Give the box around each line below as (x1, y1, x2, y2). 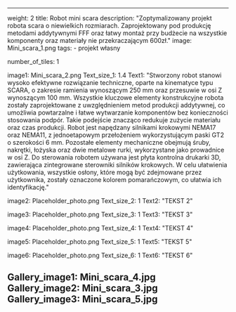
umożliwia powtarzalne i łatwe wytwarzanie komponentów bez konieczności (7, 108, 228, 117)
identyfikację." (7, 183, 49, 191)
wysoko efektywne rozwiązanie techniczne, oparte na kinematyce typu (7, 79, 214, 86)
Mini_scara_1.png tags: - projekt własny (7, 44, 121, 52)
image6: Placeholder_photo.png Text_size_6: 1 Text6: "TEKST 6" (7, 251, 193, 259)
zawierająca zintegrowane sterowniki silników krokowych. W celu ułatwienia (7, 161, 228, 169)
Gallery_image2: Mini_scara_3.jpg (7, 282, 158, 294)
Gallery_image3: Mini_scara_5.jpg (7, 293, 158, 306)
